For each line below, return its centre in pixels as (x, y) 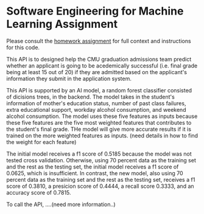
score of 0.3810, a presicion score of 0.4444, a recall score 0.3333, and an (100, 186)
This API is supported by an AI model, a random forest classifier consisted (99, 90)
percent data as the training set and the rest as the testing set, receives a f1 (101, 179)
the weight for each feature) (41, 142)
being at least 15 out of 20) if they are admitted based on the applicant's (97, 72)
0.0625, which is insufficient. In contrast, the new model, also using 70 (95, 173)
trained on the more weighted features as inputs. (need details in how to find (102, 136)
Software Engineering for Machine (95, 11)
